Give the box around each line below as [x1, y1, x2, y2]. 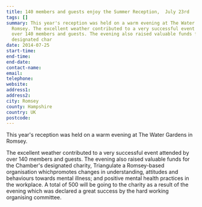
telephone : [6, 76, 34, 82]
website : [6, 82, 28, 88]
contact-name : [6, 64, 42, 71]
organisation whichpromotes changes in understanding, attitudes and [6, 169, 179, 176]
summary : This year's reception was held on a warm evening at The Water [6, 20, 195, 26]
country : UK [6, 109, 36, 115]
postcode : [6, 115, 31, 121]
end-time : [6, 53, 31, 59]
